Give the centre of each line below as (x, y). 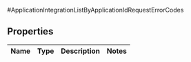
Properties (30, 31)
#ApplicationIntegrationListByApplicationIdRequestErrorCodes (95, 10)
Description (80, 51)
